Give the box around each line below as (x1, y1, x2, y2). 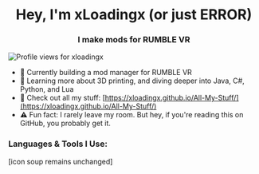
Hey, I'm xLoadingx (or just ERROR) (15, 6, 253, 24)
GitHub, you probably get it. (19, 118, 112, 129)
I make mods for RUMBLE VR (77, 34, 190, 45)
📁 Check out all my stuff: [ (19, 93, 105, 103)
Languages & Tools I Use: (8, 138, 108, 149)
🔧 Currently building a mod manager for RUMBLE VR (19, 68, 193, 77)
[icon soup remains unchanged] (8, 156, 113, 166)
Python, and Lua (19, 85, 74, 94)
